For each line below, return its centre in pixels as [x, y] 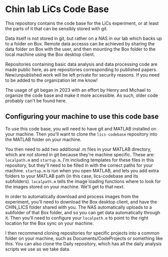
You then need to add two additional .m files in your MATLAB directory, [78, 149]
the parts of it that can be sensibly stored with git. [56, 28]
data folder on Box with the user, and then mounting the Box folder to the [80, 49]
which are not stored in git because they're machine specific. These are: [80, 154]
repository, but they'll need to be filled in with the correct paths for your [79, 165]
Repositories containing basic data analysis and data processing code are [81, 64]
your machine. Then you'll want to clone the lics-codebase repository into [81, 134]
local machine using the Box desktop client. [50, 54]
